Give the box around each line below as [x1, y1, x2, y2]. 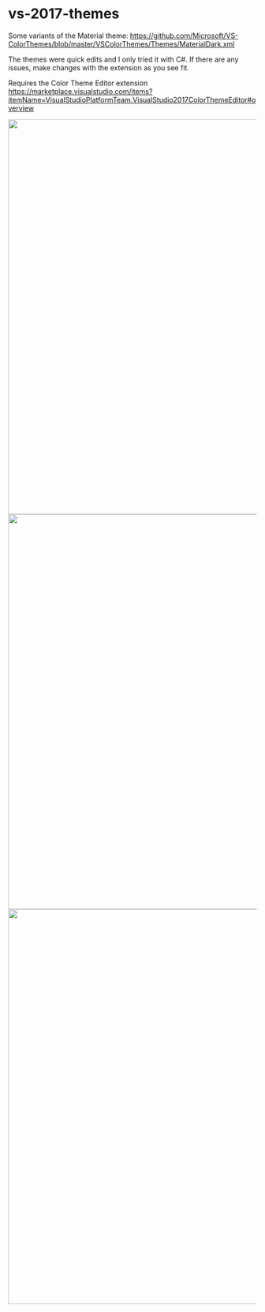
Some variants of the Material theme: [8, 31, 129, 40]
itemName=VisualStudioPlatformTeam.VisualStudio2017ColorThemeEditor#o [8, 95, 256, 104]
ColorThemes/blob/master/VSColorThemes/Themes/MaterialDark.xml [8, 39, 235, 48]
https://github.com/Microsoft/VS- [129, 31, 239, 40]
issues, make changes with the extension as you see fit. [8, 62, 189, 72]
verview [8, 103, 34, 113]
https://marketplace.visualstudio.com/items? [8, 86, 153, 96]
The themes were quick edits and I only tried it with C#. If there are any [8, 55, 239, 64]
